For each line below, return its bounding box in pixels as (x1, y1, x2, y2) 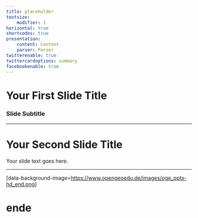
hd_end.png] (6, 180, 37, 187)
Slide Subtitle (6, 110, 45, 118)
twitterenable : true (6, 52, 57, 58)
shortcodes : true (6, 31, 49, 37)
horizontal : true (6, 25, 49, 31)
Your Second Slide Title (6, 138, 123, 151)
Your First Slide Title (6, 89, 107, 102)
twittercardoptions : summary (6, 58, 78, 64)
